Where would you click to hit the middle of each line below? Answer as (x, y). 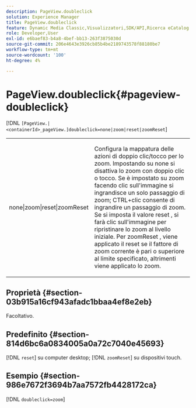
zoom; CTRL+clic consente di (134, 200)
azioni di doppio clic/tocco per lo (139, 156)
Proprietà (23, 292)
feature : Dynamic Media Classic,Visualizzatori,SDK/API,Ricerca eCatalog (98, 28)
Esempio (22, 376)
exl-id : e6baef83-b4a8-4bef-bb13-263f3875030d (64, 39)
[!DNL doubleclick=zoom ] (36, 399)
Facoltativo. (20, 316)
